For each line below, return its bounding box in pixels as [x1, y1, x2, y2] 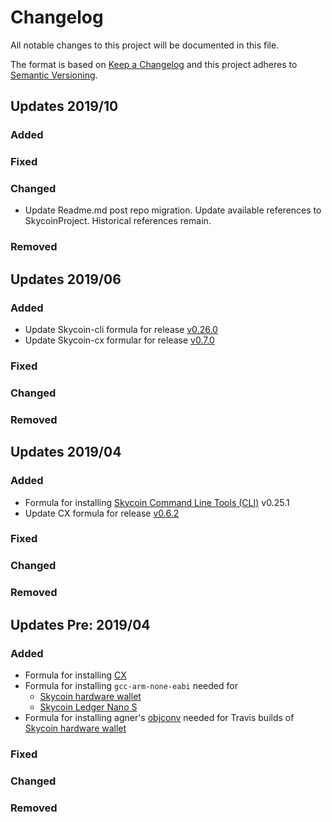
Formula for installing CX [24, 669, 127, 681]
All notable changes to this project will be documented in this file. [10, 39, 280, 51]
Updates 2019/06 [10, 271, 122, 288]
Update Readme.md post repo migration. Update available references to [24, 204, 322, 216]
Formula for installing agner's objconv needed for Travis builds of [24, 711, 295, 723]
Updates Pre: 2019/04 [10, 616, 151, 633]
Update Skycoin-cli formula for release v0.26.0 [24, 324, 218, 336]
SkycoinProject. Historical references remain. [24, 215, 212, 227]
